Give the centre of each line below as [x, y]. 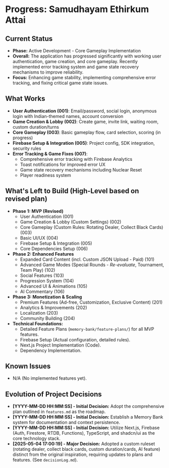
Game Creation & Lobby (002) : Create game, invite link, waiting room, [86, 122]
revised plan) [26, 199]
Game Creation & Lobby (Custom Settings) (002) [71, 222]
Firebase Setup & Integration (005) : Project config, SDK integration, [83, 143]
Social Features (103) [42, 275]
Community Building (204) [47, 318]
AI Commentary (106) [42, 291]
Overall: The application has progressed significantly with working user [87, 56]
